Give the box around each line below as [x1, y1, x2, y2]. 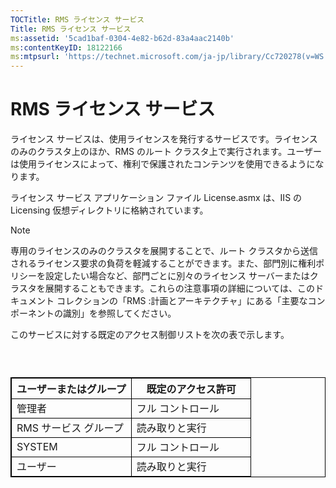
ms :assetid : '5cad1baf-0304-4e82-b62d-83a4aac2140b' [10, 33, 235, 43]
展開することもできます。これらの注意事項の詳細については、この [44, 282, 316, 295]
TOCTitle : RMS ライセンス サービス [10, 14, 145, 25]
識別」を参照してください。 [62, 307, 177, 320]
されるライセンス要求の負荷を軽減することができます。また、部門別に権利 [10, 257, 317, 270]
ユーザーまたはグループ [16, 382, 127, 396]
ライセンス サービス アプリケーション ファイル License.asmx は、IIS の [10, 192, 303, 204]
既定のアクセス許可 [146, 382, 237, 396]
